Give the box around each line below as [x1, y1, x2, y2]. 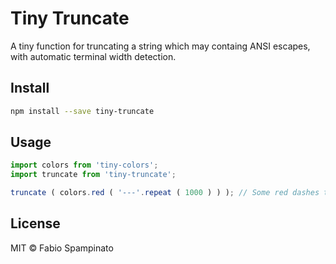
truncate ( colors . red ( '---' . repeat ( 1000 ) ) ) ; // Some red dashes [10, 188, 320, 198]
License [10, 215, 61, 232]
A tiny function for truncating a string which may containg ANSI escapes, [10, 40, 311, 52]
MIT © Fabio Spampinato [10, 242, 114, 254]
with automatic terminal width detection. [10, 50, 177, 62]
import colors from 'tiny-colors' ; [10, 160, 159, 171]
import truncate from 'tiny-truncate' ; [10, 170, 177, 180]
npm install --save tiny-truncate [10, 106, 155, 116]
